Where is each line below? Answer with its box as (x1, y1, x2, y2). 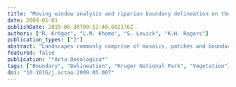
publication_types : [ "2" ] (7, 36, 83, 43)
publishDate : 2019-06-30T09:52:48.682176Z (7, 23, 133, 30)
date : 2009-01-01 (7, 17, 58, 24)
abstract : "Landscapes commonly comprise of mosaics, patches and (7, 43, 206, 50)
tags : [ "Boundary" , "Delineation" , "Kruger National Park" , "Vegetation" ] (7, 62, 231, 69)
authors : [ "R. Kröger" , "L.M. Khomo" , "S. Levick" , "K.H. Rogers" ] (7, 29, 209, 37)
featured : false (7, 50, 55, 57)
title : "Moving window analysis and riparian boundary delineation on (7, 10, 218, 18)
